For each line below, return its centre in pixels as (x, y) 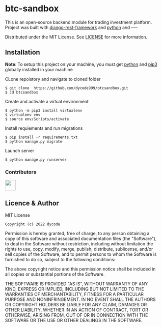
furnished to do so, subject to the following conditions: (60, 259)
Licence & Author (32, 203)
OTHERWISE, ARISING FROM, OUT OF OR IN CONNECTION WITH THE (77, 315)
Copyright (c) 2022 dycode (33, 224)
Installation (23, 52)
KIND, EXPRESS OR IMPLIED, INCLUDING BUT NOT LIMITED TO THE (75, 289)
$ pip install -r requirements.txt (41, 137)
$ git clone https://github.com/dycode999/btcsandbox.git (67, 88)
